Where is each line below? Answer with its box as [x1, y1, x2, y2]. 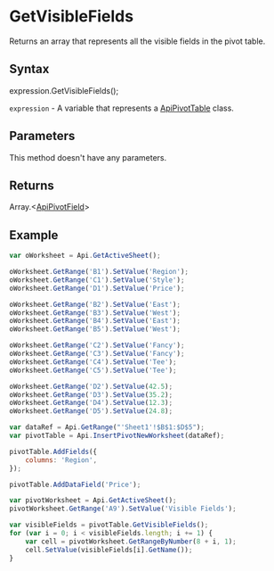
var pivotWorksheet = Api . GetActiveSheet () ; [9, 496, 177, 505]
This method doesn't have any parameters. [9, 152, 167, 162]
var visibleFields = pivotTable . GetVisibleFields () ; [9, 520, 209, 530]
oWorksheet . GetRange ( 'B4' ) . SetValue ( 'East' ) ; [9, 317, 181, 326]
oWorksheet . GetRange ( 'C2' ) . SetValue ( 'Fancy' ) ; [9, 341, 185, 350]
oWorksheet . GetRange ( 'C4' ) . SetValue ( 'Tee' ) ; [9, 357, 177, 367]
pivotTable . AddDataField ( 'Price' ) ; [9, 480, 141, 489]
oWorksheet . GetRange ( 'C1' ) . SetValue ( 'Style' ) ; [9, 275, 185, 285]
